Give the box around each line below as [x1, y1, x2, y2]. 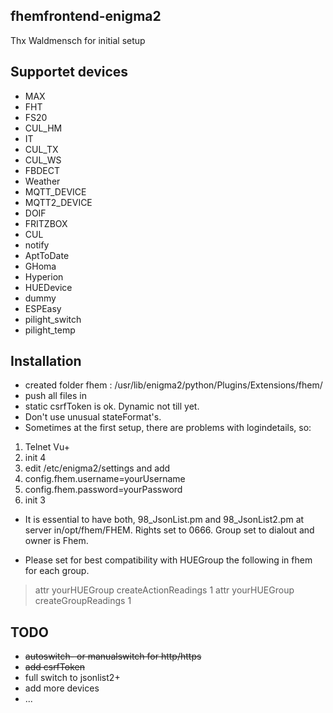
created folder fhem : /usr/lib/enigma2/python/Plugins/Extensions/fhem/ [24, 379, 323, 391]
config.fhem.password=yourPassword [24, 484, 183, 496]
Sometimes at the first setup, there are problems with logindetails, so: [24, 422, 312, 434]
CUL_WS [24, 154, 62, 166]
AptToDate [24, 249, 70, 261]
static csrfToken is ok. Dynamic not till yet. [24, 400, 200, 413]
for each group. [24, 565, 90, 577]
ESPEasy [24, 302, 62, 314]
